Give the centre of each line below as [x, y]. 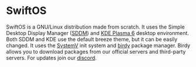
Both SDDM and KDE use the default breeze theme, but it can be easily [92, 39]
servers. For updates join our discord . [51, 58]
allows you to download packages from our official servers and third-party [96, 51]
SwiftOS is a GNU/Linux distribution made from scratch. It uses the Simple [95, 27]
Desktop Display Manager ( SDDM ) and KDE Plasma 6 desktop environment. [98, 33]
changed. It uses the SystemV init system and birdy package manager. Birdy [98, 45]
